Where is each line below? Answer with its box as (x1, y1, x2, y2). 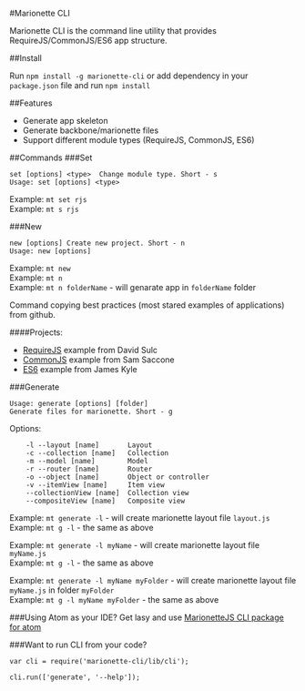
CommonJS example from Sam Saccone (22, 354, 175, 365)
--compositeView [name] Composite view (25, 496, 185, 505)
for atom (9, 622, 42, 632)
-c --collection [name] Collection (25, 449, 169, 458)
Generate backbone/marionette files (22, 125, 159, 136)
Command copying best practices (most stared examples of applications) (9, 300, 285, 310)
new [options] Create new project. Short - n (9, 239, 185, 248)
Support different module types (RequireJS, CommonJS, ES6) (22, 135, 255, 145)
